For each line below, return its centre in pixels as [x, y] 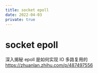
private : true [20, 19]
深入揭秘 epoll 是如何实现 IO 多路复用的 [47, 60]
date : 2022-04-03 [24, 15]
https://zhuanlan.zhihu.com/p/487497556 [49, 65]
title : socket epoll [27, 10]
